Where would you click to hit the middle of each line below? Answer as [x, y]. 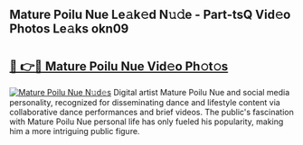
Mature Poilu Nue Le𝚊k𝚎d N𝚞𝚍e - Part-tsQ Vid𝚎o [150, 15]
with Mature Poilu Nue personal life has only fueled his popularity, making [147, 122]
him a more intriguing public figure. [75, 131]
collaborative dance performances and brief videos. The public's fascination [151, 112]
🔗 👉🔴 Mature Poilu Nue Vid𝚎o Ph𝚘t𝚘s [119, 66]
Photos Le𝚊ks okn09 [69, 29]
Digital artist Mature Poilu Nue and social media [201, 92]
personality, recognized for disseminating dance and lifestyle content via [145, 102]
